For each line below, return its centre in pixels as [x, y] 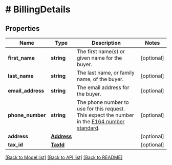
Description [106, 43]
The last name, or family [105, 73]
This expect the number [105, 115]
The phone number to [103, 102]
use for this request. [101, 109]
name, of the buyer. [100, 79]
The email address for [103, 87]
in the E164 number [101, 122]
